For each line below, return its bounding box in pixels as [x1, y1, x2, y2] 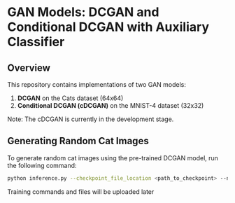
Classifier [7, 34, 65, 50]
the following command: [7, 161, 77, 169]
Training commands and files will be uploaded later [7, 187, 155, 196]
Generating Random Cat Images [7, 135, 149, 147]
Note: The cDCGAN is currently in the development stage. [7, 115, 174, 123]
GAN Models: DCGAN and [7, 4, 159, 20]
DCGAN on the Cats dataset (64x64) [17, 94, 124, 102]
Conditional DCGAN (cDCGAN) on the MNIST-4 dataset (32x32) [17, 101, 204, 109]
